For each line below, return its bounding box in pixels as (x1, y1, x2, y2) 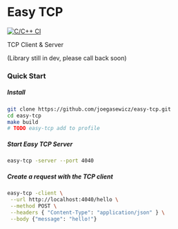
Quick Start (7, 71, 46, 80)
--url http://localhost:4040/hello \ (10, 196, 119, 203)
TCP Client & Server (7, 40, 64, 48)
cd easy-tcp (7, 112, 41, 119)
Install (7, 88, 26, 97)
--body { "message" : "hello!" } (10, 215, 97, 222)
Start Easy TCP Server (7, 140, 73, 148)
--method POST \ (10, 202, 57, 210)
